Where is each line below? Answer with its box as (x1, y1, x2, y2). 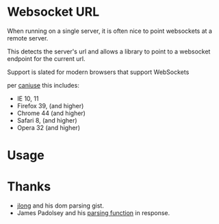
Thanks (7, 179, 51, 195)
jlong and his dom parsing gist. (16, 201, 104, 210)
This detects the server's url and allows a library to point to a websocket (7, 47, 211, 55)
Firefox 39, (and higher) (16, 101, 84, 110)
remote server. (7, 34, 49, 42)
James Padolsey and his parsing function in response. (16, 209, 170, 217)
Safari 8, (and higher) (16, 116, 77, 124)
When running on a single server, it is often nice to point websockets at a (7, 27, 212, 35)
